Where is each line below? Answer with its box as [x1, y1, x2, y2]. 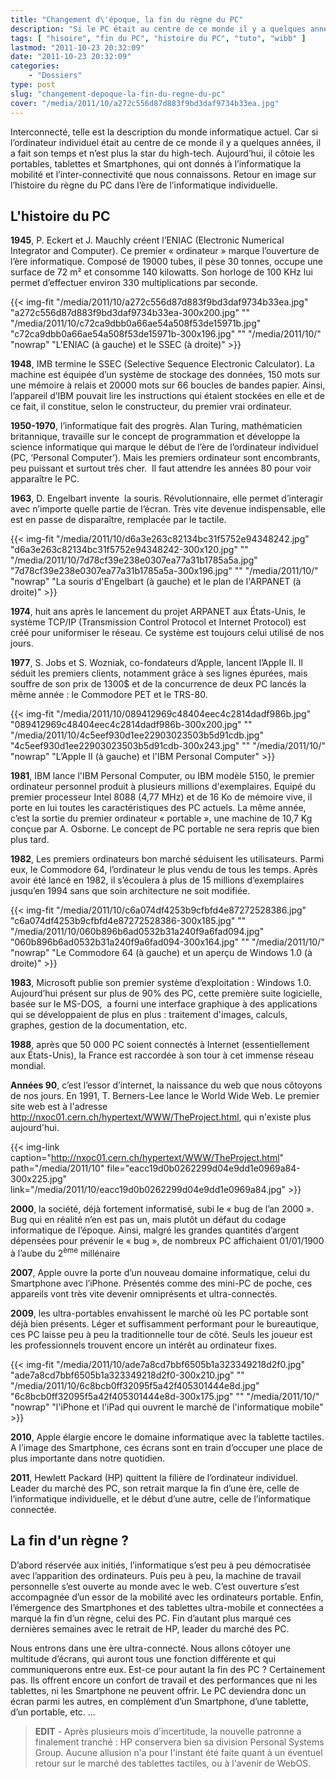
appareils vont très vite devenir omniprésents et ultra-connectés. [10, 1287, 278, 1300]
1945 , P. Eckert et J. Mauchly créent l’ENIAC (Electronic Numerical [10, 234, 285, 246]
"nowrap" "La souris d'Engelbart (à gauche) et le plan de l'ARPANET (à [10, 576, 302, 588]
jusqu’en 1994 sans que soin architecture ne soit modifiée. [10, 885, 251, 897]
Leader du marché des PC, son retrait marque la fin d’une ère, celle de [10, 1482, 300, 1494]
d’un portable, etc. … [10, 1706, 96, 1718]
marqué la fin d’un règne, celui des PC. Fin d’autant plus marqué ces [10, 1612, 292, 1624]
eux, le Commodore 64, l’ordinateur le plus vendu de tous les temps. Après [10, 864, 318, 876]
